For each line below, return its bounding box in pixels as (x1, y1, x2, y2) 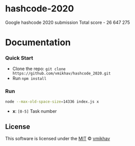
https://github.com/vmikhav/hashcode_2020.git (12, 71, 111, 76)
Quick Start (5, 55, 33, 62)
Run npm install (12, 75, 47, 81)
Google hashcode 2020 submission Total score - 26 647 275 (5, 19, 131, 25)
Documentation (5, 37, 71, 48)
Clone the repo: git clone (12, 66, 66, 72)
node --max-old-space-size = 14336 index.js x (5, 99, 99, 104)
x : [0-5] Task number (12, 108, 57, 114)
